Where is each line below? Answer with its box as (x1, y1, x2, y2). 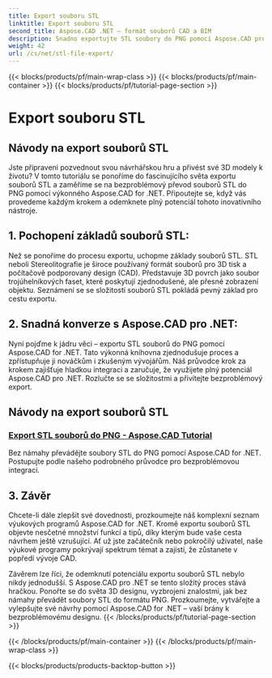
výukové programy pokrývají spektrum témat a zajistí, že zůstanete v (8, 545, 238, 555)
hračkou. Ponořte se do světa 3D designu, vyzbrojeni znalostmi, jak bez (8, 586, 248, 596)
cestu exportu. (8, 294, 57, 303)
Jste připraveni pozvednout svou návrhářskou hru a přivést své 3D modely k (8, 163, 263, 172)
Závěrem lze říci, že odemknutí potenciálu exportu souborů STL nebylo (8, 569, 245, 579)
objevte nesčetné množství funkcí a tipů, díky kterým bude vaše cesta (8, 528, 242, 538)
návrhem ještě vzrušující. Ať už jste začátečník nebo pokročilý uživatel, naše (8, 536, 263, 546)
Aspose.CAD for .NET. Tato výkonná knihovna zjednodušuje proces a (8, 347, 239, 357)
